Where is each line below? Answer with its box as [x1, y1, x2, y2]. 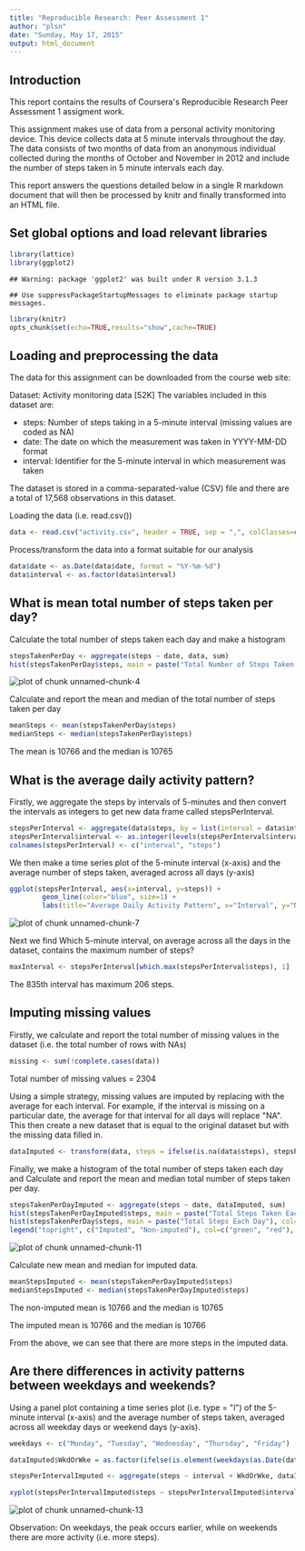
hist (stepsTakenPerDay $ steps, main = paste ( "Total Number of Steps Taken [9, 660, 295, 669]
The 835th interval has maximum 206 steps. [9, 979, 174, 990]
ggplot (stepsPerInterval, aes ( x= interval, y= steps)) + [9, 884, 221, 894]
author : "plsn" [9, 22, 67, 31]
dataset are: [9, 399, 54, 410]
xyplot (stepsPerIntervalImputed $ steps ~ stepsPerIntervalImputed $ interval [9, 1488, 299, 1497]
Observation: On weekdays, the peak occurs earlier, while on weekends [9, 1522, 278, 1533]
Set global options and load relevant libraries [9, 225, 268, 241]
